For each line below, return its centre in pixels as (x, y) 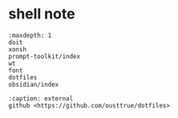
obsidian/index (34, 84)
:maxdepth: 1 (30, 35)
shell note (42, 14)
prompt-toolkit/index (44, 56)
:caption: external (41, 98)
